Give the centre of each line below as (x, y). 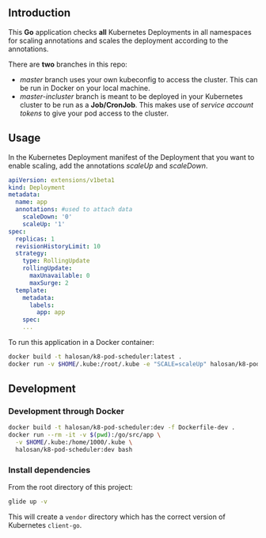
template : (31, 290)
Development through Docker (66, 411)
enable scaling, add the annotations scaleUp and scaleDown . (108, 165)
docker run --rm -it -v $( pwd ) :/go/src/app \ (84, 435)
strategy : (31, 254)
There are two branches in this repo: (68, 64)
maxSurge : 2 (49, 283)
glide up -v (28, 502)
